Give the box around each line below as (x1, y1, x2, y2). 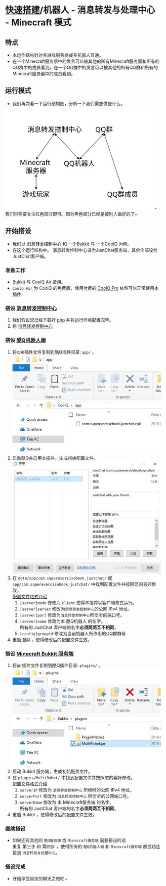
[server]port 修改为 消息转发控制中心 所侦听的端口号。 (19, 612, 125, 618)
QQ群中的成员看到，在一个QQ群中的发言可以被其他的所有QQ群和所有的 (12, 65, 158, 70)
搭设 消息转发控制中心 (5, 305, 57, 311)
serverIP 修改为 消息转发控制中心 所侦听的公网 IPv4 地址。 (19, 787, 134, 793)
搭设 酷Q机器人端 (5, 337, 46, 344)
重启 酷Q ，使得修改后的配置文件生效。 (12, 636, 92, 643)
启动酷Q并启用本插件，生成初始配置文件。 (12, 455, 98, 461)
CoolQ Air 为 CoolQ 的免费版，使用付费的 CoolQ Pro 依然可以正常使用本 (12, 285, 159, 291)
